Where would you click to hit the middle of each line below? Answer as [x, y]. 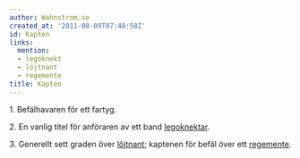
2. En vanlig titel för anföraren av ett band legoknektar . [110, 127]
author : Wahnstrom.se [50, 17]
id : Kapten [30, 34]
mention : [34, 51]
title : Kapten [36, 84]
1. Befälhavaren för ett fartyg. [63, 109]
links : [21, 42]
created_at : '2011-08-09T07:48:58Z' [77, 26]
